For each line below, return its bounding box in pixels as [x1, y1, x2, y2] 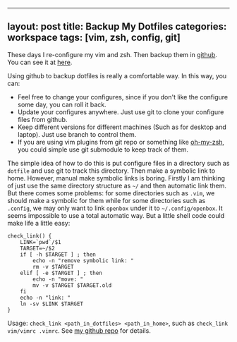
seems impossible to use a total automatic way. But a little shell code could [7, 211, 224, 219]
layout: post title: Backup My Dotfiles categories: [7, 20, 227, 32]
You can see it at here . [7, 58, 73, 66]
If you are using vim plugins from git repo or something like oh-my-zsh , [17, 138, 224, 146]
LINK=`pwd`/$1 [20, 238, 61, 245]
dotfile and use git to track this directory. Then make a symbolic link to [7, 166, 216, 175]
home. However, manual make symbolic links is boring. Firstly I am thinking [7, 173, 226, 182]
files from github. [17, 115, 68, 123]
